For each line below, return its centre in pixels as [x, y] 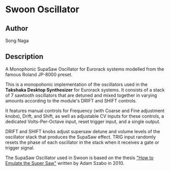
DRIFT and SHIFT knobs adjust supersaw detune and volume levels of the [83, 131]
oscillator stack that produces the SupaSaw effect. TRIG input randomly [81, 137]
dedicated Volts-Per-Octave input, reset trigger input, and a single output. [83, 121]
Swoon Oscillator [42, 9]
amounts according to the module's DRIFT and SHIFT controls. [71, 100]
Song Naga [17, 40]
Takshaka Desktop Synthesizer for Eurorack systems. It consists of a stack [85, 90]
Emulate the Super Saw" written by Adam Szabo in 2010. [65, 163]
